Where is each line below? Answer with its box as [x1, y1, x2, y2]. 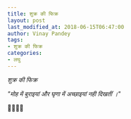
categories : [7, 50, 42, 57]
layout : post [7, 17, 46, 24]
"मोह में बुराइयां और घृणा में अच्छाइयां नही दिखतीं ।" [7, 89, 121, 98]
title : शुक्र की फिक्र [7, 10, 58, 18]
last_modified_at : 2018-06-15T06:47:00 [7, 23, 125, 30]
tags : [7, 37, 23, 44]
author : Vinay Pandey [7, 30, 71, 37]
